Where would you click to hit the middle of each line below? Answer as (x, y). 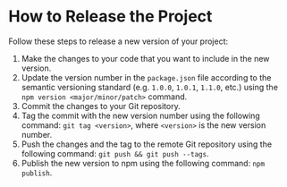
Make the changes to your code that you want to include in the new (145, 58)
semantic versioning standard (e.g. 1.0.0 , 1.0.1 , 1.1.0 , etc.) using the (150, 87)
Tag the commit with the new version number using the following (140, 115)
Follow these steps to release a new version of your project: (118, 41)
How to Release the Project (110, 17)
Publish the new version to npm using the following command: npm (143, 163)
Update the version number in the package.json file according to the (146, 77)
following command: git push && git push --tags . (115, 153)
